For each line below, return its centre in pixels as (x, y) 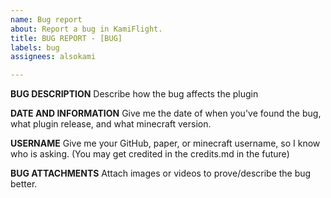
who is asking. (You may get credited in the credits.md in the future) (150, 154)
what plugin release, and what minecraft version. (111, 124)
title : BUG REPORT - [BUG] (66, 38)
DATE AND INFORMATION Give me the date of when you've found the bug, (166, 113)
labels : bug (35, 47)
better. (24, 184)
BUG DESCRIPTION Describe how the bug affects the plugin (134, 94)
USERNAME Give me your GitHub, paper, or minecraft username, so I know (165, 143)
